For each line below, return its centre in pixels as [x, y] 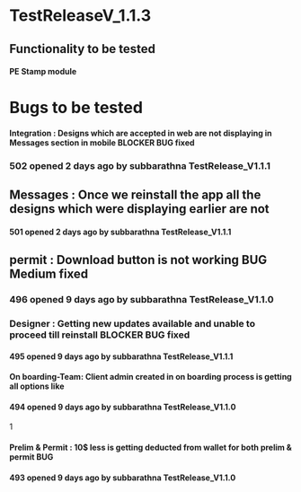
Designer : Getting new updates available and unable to [133, 324]
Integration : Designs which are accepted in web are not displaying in [141, 133]
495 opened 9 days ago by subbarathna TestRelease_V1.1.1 [121, 356]
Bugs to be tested [76, 108]
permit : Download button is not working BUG [138, 260]
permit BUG [31, 457]
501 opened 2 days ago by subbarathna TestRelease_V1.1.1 [120, 232]
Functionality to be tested [82, 49]
